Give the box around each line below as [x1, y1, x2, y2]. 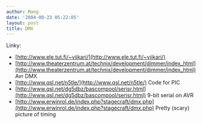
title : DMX [6, 25, 34, 32]
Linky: [6, 42, 22, 49]
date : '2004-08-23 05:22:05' [6, 14, 79, 20]
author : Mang [6, 8, 39, 15]
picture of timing [14, 111, 56, 118]
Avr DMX [14, 72, 37, 80]
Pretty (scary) [155, 104, 190, 111]
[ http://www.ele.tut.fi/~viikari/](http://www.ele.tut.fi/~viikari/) [14, 53, 166, 61]
